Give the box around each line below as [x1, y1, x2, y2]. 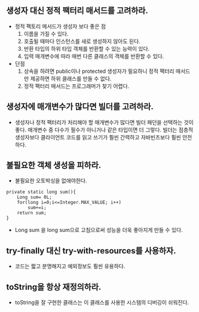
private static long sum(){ [6, 189, 76, 195]
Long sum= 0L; [17, 194, 52, 200]
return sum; [17, 210, 47, 216]
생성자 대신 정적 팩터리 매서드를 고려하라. [6, 5, 148, 16]
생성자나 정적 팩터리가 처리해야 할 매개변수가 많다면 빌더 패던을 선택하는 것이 [14, 118, 194, 126]
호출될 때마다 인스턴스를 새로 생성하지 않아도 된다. [23, 38, 140, 45]
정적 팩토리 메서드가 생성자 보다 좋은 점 [14, 23, 106, 30]
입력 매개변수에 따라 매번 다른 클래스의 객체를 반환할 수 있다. [23, 53, 164, 60]
